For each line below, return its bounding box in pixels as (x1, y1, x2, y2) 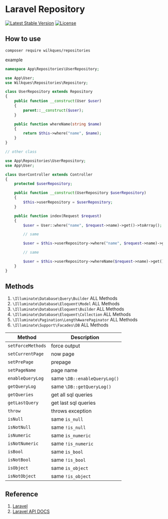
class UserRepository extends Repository (5, 89, 93, 94)
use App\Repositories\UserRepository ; (5, 158, 86, 163)
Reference (5, 490, 38, 498)
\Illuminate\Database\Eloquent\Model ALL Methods (12, 301, 120, 307)
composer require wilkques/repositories (5, 48, 91, 53)
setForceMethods (7, 343, 46, 349)
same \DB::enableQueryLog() (50, 375, 119, 382)
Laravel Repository (5, 4, 85, 15)
